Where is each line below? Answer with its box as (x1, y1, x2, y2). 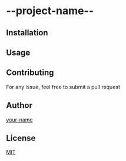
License (6, 133, 36, 143)
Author (6, 100, 32, 110)
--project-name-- (6, 4, 94, 18)
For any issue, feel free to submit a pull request (6, 83, 121, 90)
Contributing (6, 68, 54, 78)
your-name (6, 116, 33, 123)
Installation (6, 28, 48, 38)
